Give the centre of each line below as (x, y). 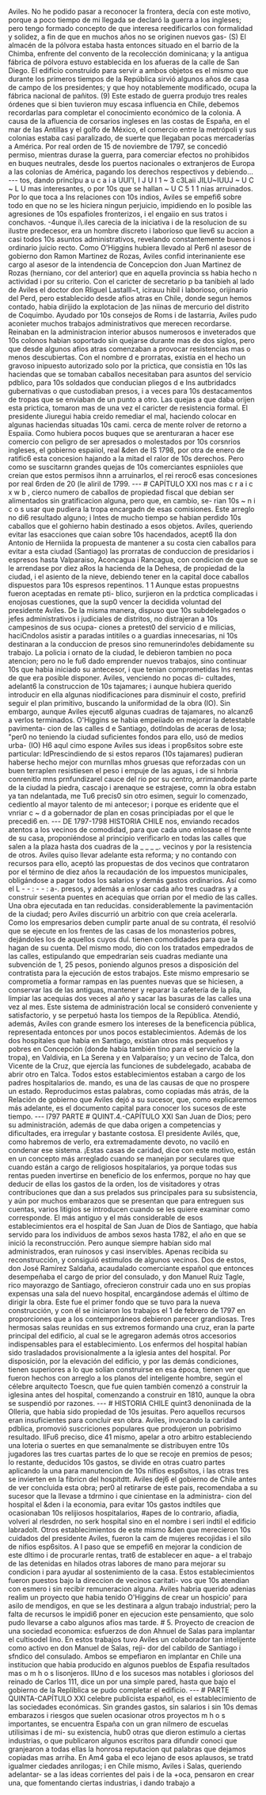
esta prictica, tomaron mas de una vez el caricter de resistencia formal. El (128, 408)
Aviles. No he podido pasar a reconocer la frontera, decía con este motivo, (129, 12)
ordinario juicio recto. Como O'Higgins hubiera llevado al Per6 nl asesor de (130, 248)
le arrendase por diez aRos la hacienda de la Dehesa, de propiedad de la (127, 568)
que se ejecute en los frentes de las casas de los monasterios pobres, (122, 931)
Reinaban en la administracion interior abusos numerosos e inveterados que (132, 332)
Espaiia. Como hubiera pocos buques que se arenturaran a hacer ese (121, 433)
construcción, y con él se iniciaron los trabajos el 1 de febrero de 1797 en (127, 1310)
